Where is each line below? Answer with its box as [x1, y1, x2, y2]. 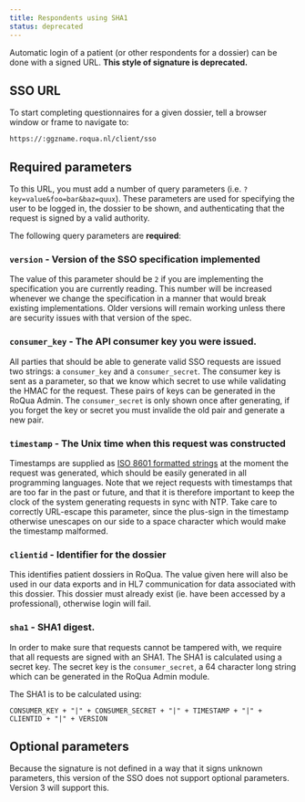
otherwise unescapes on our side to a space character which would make [9, 516, 287, 527]
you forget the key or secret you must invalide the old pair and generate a [9, 404, 285, 415]
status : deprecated [9, 22, 84, 31]
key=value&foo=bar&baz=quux [9, 195, 117, 204]
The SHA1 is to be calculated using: [9, 688, 142, 699]
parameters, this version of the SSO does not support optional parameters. [9, 773, 290, 784]
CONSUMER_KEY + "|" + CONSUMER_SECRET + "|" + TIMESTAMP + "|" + [9, 706, 262, 715]
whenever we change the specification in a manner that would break [9, 293, 267, 304]
